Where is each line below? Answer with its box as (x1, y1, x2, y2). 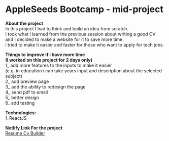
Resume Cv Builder (5, 130, 46, 136)
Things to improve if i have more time (5, 52, 85, 58)
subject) (5, 73, 23, 79)
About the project (5, 20, 43, 26)
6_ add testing (5, 100, 35, 106)
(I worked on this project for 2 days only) (5, 57, 93, 63)
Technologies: (5, 110, 37, 116)
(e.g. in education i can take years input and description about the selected (5, 67, 162, 74)
